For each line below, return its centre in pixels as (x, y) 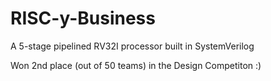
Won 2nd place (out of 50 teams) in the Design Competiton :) (136, 65)
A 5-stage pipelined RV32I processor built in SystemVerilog (132, 46)
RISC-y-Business (83, 18)
